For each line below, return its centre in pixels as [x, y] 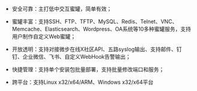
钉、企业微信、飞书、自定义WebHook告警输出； [71, 57]
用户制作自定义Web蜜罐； [44, 37]
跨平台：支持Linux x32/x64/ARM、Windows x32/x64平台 [83, 82]
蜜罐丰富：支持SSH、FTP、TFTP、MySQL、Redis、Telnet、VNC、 [95, 22]
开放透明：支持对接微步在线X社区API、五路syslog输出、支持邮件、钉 [97, 49]
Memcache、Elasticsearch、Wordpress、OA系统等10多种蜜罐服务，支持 [101, 29]
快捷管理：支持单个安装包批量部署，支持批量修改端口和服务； [88, 69]
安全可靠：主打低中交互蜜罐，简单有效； [62, 9]
